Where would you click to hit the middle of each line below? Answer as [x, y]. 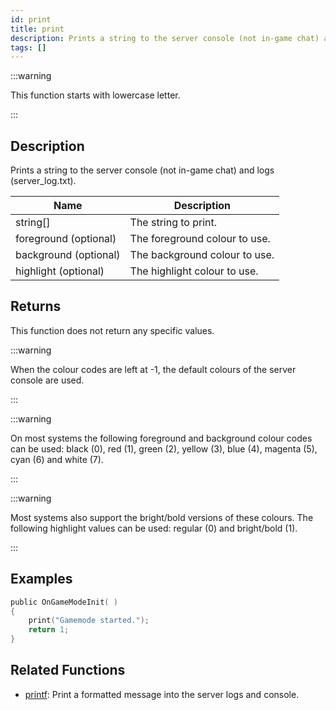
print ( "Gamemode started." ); [89, 621]
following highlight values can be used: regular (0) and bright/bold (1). [154, 528]
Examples [41, 579]
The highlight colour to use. [194, 271]
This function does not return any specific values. [112, 330]
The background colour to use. [202, 255]
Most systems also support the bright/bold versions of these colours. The [162, 517]
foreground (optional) [66, 239]
